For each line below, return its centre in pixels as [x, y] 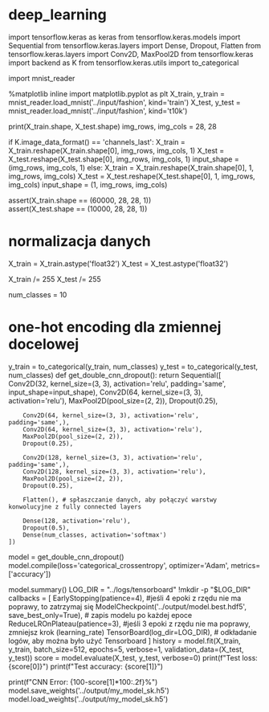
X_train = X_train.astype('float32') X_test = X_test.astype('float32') [118, 264]
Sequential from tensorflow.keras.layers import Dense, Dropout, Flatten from [135, 45]
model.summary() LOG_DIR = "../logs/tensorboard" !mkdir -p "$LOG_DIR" [130, 589]
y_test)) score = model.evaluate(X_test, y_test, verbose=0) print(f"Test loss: [133, 657]
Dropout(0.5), [46, 528]
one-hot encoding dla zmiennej [115, 327]
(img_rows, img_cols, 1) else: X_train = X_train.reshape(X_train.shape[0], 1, [131, 167]
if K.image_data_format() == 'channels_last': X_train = [97, 141]
